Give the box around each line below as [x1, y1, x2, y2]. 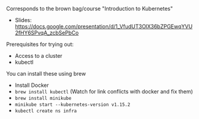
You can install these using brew [6, 70, 86, 77]
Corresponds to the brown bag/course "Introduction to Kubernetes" [6, 5, 173, 12]
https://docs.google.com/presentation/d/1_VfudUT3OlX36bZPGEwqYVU [14, 23, 193, 30]
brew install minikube [14, 95, 72, 101]
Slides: [14, 17, 32, 23]
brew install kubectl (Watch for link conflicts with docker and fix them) [14, 88, 193, 95]
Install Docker [14, 82, 49, 89]
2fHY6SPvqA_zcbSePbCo [14, 29, 79, 36]
